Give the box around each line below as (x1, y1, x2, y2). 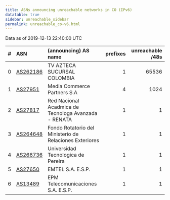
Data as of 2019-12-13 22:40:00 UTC (5, 35, 82, 41)
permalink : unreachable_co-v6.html (5, 21, 80, 27)
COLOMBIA (47, 75, 75, 82)
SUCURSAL (47, 69, 75, 76)
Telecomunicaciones (47, 180, 97, 187)
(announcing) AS (47, 47, 90, 54)
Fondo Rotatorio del (47, 124, 95, 131)
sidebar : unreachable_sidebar (5, 17, 69, 22)
